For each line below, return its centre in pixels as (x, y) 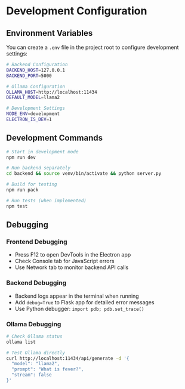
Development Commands (55, 138)
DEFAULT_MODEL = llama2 (33, 98)
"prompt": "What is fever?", (48, 369)
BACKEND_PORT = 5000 (29, 76)
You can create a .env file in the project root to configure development (92, 47)
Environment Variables (50, 33)
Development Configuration (77, 11)
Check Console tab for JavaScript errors (64, 261)
